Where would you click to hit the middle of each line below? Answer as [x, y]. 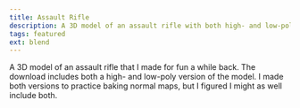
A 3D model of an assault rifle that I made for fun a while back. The [133, 67]
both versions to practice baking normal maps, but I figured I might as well [146, 86]
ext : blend [29, 42]
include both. [33, 96]
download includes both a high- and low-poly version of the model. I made [146, 77]
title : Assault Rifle [50, 17]
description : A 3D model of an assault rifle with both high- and [135, 26]
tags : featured [37, 34]
